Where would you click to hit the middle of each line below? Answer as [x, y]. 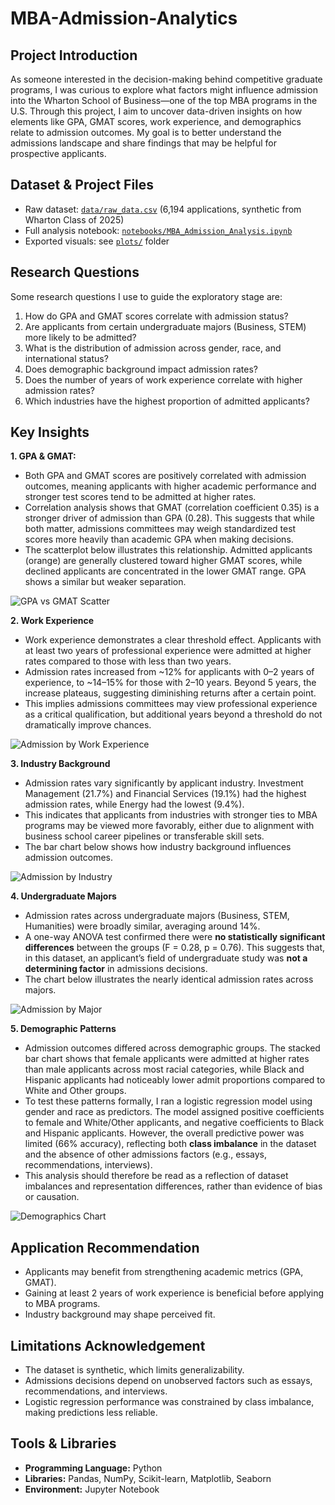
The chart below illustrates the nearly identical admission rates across [169, 979]
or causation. [52, 1197]
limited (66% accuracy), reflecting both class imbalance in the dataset [170, 1144]
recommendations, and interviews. [96, 1391]
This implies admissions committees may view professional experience [171, 704]
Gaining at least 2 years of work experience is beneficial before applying [174, 1293]
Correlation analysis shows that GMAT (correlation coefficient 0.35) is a [172, 508]
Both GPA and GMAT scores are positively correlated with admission [165, 476]
